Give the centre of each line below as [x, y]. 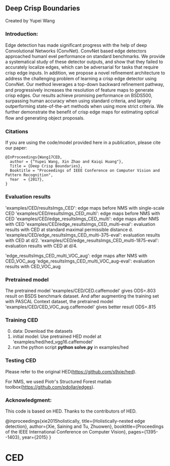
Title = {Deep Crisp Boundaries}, [46, 166]
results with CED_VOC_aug [33, 266]
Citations [17, 132]
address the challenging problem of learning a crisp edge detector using [81, 79]
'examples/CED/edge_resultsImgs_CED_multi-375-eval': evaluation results [83, 235]
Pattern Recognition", [29, 175]
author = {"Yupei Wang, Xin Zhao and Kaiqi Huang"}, [67, 162]
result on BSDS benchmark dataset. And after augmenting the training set [82, 296]
